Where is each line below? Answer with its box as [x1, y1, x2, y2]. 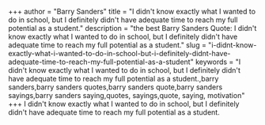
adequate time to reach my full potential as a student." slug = [8, 40, 207, 50]
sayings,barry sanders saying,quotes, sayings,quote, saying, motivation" [8, 91, 245, 100]
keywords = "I [195, 57, 241, 66]
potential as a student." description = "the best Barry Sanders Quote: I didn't [8, 24, 257, 32]
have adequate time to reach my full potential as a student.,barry [8, 74, 219, 83]
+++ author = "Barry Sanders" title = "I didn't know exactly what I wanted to [8, 7, 256, 16]
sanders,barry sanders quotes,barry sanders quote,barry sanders [8, 82, 223, 92]
